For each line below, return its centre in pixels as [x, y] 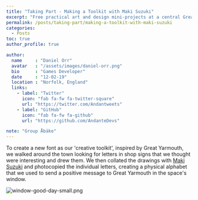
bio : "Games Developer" [48, 71]
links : [19, 88]
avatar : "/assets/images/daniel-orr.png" [67, 66]
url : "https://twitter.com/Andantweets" [72, 104]
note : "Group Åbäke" [32, 131]
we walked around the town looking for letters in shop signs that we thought [98, 154]
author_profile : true [33, 45]
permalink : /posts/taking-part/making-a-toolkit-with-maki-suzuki [89, 22]
